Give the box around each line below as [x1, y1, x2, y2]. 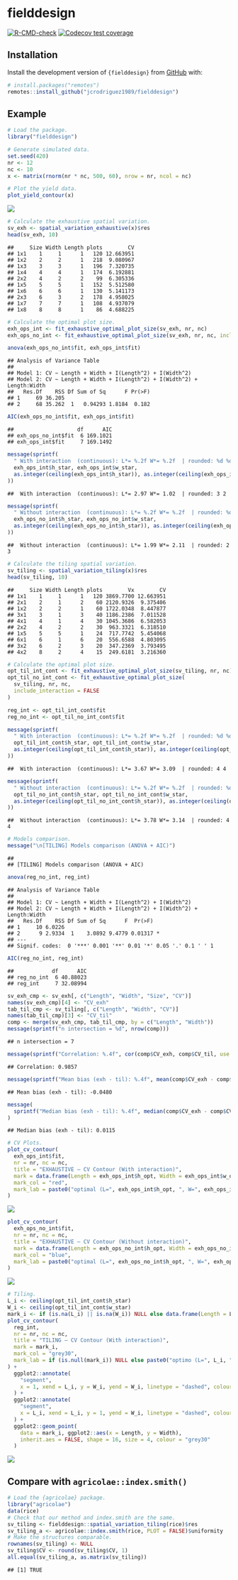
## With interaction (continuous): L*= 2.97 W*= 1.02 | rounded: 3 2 [7, 490, 227, 498]
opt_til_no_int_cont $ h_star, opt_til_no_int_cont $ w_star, [13, 791, 189, 798]
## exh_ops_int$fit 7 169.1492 [7, 439, 113, 446]
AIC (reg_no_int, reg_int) [7, 955, 84, 962]
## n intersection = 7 [7, 1038, 74, 1046]
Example [7, 108, 47, 120]
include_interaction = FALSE [13, 687, 100, 695]
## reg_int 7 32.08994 [7, 980, 87, 987]
